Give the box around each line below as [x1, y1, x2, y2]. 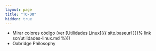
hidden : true [5, 16, 32, 21]
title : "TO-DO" [5, 12, 37, 17]
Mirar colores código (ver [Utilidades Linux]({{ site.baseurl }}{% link [12, 30, 152, 36]
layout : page [5, 7, 32, 12]
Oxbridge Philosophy [12, 41, 56, 47]
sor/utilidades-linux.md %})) [12, 35, 71, 41]
